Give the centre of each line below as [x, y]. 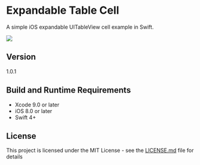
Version [21, 57]
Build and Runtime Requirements [69, 90]
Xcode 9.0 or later [37, 105]
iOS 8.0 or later [34, 111]
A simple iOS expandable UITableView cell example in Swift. [80, 27]
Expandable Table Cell [63, 10]
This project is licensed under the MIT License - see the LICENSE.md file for [100, 151]
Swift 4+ [25, 117]
